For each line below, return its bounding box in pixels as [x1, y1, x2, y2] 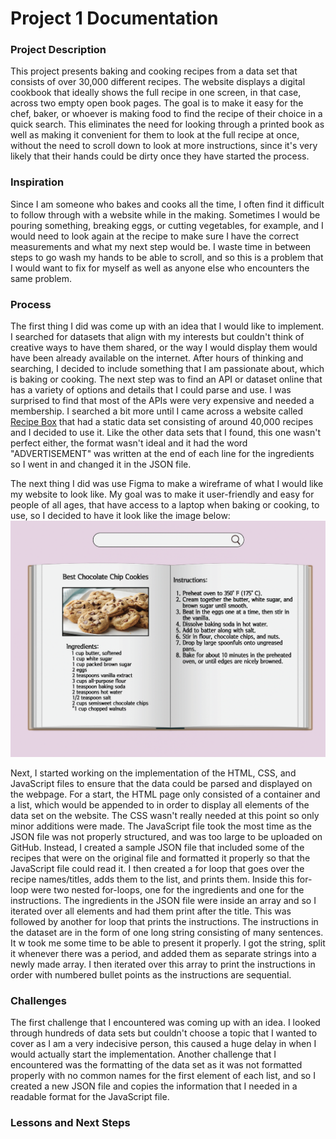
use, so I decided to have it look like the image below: [10, 510, 231, 522]
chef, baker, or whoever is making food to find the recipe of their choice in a [10, 108, 323, 120]
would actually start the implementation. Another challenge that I [10, 1048, 277, 1061]
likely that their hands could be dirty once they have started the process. [10, 150, 310, 162]
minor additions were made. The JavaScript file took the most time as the [10, 820, 312, 832]
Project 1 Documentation [10, 7, 219, 30]
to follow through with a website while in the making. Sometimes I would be [10, 208, 321, 221]
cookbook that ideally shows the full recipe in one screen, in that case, [10, 87, 302, 99]
